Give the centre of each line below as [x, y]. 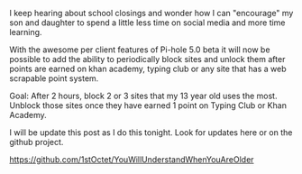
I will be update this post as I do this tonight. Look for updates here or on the [151, 133]
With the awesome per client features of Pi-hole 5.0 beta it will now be [140, 50]
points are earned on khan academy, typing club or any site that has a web [148, 69]
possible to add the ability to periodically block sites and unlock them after [147, 59]
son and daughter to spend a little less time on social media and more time [147, 23]
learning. [26, 32]
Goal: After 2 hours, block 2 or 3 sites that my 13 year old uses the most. [143, 96]
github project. [37, 142]
